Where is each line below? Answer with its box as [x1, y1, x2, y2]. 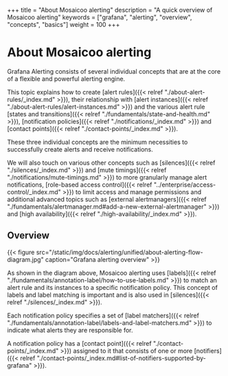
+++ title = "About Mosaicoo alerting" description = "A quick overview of [7, 6, 213, 14]
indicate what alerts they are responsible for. [7, 326, 133, 334]
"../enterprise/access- [153, 180, 216, 189]
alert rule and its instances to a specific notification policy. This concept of [7, 283, 218, 291]
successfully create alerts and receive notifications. [7, 145, 153, 154]
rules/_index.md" [7, 95, 56, 103]
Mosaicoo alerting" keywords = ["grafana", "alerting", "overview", [7, 13, 192, 21]
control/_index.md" [7, 187, 62, 196]
